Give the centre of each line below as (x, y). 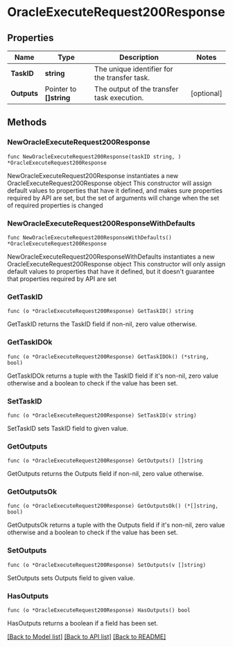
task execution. (119, 98)
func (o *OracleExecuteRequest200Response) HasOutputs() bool (99, 610)
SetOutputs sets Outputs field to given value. (71, 577)
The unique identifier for (134, 69)
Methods (27, 122)
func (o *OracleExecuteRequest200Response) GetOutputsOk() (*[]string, (113, 506)
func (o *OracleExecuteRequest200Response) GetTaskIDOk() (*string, (108, 357)
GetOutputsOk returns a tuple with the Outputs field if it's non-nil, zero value (116, 525)
